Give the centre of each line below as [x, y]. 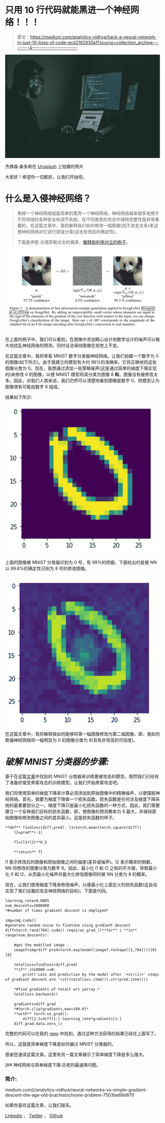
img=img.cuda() [21, 920]
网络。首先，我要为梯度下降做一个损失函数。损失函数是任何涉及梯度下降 [82, 799]
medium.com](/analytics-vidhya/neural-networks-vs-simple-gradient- [76, 1090]
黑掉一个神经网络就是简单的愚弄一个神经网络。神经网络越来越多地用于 [88, 213]
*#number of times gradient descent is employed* [57, 910]
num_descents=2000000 [27, 905]
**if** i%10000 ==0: [35, 969]
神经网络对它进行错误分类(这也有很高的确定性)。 [70, 231]
